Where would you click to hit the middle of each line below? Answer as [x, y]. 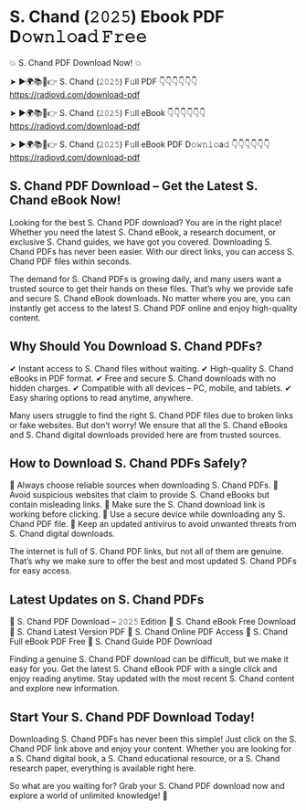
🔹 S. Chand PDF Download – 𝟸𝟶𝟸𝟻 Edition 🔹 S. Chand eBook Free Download [153, 622]
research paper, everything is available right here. [103, 768]
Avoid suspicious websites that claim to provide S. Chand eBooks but [139, 495]
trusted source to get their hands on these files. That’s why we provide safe [152, 289]
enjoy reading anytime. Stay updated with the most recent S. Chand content [152, 679]
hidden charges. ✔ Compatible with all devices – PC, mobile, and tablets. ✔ [151, 388]
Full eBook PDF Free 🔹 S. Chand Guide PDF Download [111, 642]
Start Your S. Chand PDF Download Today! [132, 717]
